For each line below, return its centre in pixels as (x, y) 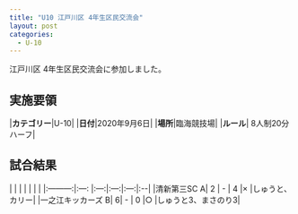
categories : (31, 34)
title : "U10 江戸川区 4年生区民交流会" (76, 17)
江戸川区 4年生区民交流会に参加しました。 (88, 69)
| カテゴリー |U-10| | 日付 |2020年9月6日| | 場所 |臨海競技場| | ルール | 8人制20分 (149, 124)
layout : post (34, 26)
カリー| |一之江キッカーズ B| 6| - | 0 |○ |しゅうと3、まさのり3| (125, 200)
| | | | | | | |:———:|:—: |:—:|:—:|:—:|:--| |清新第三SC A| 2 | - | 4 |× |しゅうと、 (150, 188)
